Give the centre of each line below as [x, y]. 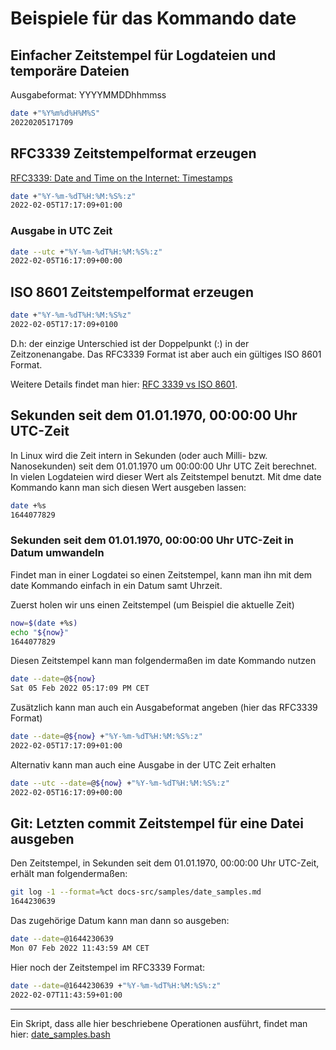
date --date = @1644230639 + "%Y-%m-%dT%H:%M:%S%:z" [116, 985]
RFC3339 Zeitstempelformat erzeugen [133, 153]
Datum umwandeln [57, 553]
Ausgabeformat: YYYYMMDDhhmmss [88, 95]
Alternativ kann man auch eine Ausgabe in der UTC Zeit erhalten [143, 764]
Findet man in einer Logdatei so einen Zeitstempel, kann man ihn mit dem [161, 574]
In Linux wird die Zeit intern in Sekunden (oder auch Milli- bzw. [139, 455]
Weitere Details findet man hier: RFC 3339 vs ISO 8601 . [124, 384]
